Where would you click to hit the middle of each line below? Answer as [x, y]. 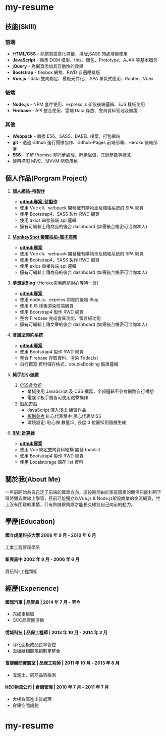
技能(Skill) [21, 27]
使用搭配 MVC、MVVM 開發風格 [45, 161]
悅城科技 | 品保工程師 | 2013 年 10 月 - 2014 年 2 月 [56, 633]
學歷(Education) [30, 521]
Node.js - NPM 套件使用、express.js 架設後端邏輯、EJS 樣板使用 [79, 104]
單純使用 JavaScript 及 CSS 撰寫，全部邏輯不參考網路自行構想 [90, 391]
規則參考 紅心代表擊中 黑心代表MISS [64, 416]
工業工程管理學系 [23, 547]
